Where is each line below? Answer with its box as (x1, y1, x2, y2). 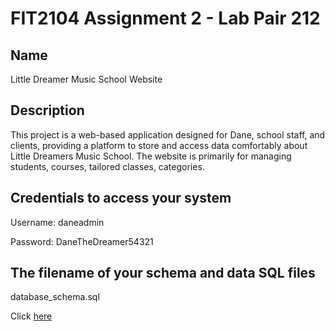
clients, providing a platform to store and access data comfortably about (10, 139, 308, 151)
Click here (10, 310, 53, 322)
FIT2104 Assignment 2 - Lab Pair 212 (10, 7, 321, 30)
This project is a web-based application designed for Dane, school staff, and (10, 128, 326, 141)
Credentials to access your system (10, 190, 232, 207)
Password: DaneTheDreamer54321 (10, 235, 154, 247)
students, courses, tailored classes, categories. (10, 160, 205, 172)
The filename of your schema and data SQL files (10, 265, 316, 282)
